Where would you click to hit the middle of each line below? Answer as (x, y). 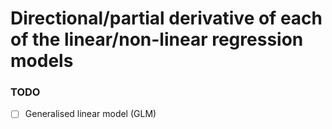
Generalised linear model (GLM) (90, 114)
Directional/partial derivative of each (166, 18)
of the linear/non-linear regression (157, 39)
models (42, 61)
